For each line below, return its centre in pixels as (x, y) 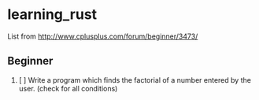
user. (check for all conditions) (68, 88)
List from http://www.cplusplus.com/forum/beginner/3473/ (103, 36)
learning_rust (52, 15)
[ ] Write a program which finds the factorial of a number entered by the (135, 80)
